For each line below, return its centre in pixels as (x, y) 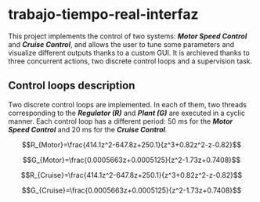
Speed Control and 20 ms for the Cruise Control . (88, 129)
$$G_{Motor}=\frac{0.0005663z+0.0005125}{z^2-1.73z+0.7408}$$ (132, 160)
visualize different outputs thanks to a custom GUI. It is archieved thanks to (129, 52)
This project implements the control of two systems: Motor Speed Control (128, 36)
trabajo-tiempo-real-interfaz (103, 14)
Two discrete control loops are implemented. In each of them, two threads (127, 104)
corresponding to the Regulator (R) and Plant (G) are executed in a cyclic (126, 113)
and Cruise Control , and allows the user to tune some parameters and (121, 44)
